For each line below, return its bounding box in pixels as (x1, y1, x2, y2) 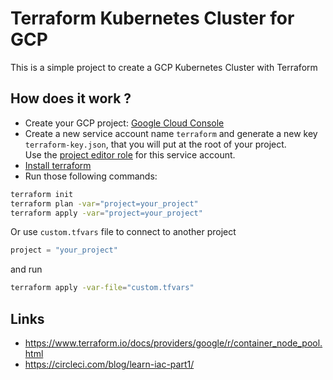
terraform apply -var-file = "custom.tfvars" (10, 283, 195, 293)
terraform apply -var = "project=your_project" (10, 208, 203, 218)
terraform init (10, 189, 74, 199)
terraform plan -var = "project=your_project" (10, 198, 199, 209)
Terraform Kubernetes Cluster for (10, 7, 295, 30)
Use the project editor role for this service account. (24, 148, 236, 161)
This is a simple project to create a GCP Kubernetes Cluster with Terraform (10, 61, 318, 73)
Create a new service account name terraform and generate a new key (24, 127, 318, 139)
